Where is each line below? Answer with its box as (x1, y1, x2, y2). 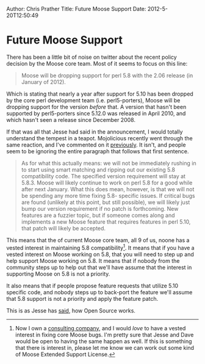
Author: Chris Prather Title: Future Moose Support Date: (6, 6, 146, 12)
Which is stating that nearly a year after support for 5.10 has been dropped (6, 90, 193, 97)
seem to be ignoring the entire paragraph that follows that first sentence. (6, 147, 189, 155)
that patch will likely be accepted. (21, 224, 106, 232)
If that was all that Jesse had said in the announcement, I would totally (6, 128, 183, 135)
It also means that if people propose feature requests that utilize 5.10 (6, 282, 179, 289)
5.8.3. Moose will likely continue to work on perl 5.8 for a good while (21, 179, 193, 186)
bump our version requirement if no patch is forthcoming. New (21, 205, 179, 212)
